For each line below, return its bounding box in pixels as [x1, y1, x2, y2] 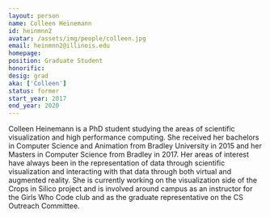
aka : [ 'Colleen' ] [8, 79, 67, 87]
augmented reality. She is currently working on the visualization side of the [8, 175, 257, 186]
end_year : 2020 [8, 102, 60, 110]
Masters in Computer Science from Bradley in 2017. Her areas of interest [8, 150, 249, 160]
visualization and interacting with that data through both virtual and [8, 167, 232, 177]
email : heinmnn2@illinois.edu [8, 42, 111, 50]
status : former [8, 86, 60, 95]
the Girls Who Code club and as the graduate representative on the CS [8, 193, 244, 202]
